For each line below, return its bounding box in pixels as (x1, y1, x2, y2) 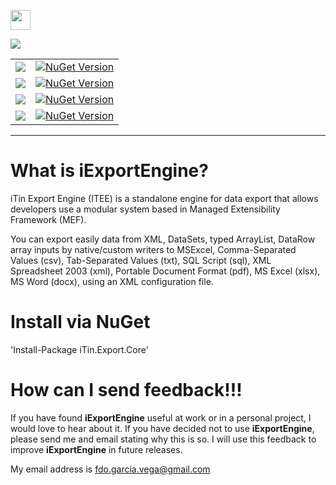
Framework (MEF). (10, 213, 87, 225)
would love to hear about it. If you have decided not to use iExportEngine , (10, 422, 315, 434)
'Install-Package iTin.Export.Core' (10, 343, 149, 355)
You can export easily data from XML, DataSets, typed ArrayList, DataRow (10, 233, 316, 245)
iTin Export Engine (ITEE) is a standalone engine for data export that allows (10, 192, 319, 204)
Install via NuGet (10, 311, 151, 334)
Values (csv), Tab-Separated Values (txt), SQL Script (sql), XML (10, 254, 272, 266)
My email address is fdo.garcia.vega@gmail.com (10, 463, 211, 475)
